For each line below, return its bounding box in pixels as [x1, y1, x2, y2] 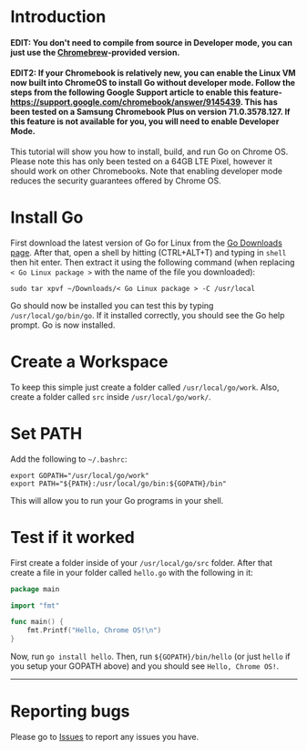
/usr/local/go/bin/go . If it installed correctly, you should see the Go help [10, 309, 285, 320]
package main [10, 584, 60, 594]
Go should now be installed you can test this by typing [10, 299, 214, 311]
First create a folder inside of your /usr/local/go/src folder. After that [10, 557, 272, 568]
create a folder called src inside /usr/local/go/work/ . [10, 391, 212, 402]
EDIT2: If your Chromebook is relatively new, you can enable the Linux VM [10, 68, 296, 78]
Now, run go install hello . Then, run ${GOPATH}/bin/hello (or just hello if [10, 651, 291, 662]
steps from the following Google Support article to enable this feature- [10, 87, 283, 98]
